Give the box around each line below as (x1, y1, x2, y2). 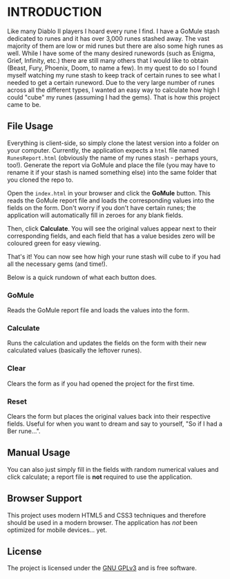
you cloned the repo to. (7, 175, 74, 184)
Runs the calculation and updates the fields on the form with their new (7, 339, 207, 348)
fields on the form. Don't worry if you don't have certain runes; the (7, 203, 196, 211)
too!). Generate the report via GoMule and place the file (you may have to (7, 160, 215, 169)
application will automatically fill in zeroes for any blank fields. (7, 211, 184, 219)
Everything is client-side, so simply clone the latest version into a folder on (7, 139, 220, 147)
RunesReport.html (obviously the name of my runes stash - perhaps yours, (7, 153, 218, 162)
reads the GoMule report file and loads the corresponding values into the (7, 196, 215, 205)
